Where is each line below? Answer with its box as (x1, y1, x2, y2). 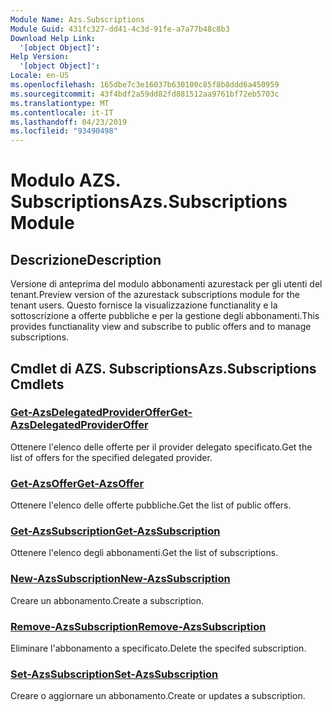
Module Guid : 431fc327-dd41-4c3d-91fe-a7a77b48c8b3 (10, 24, 230, 34)
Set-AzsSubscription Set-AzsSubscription (10, 667, 219, 681)
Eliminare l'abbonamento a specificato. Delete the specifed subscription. (10, 642, 307, 654)
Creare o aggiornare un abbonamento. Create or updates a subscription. (10, 690, 306, 702)
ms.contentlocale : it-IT (10, 107, 114, 118)
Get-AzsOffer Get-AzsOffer (10, 476, 145, 490)
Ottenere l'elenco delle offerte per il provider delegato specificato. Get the (10, 441, 313, 453)
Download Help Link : (10, 33, 97, 43)
